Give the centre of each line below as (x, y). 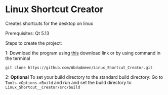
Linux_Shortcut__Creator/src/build (43, 87)
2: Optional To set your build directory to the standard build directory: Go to (84, 77)
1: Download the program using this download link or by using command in (83, 53)
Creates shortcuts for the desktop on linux (49, 23)
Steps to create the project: (34, 43)
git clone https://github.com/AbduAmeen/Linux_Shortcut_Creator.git (79, 68)
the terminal (18, 58)
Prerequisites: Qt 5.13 (27, 33)
